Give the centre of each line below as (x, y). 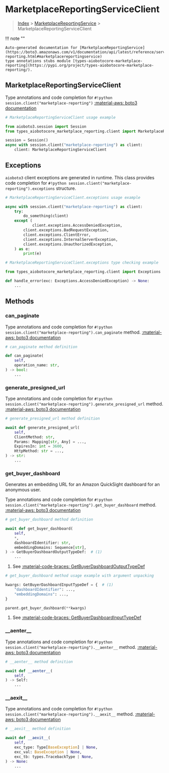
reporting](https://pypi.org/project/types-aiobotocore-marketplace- (80, 65)
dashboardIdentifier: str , (43, 543)
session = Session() (27, 140)
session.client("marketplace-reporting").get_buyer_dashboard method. (81, 505)
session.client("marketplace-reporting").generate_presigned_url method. (84, 404)
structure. (66, 188)
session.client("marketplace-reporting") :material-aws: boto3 (71, 102)
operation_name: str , (37, 365)
